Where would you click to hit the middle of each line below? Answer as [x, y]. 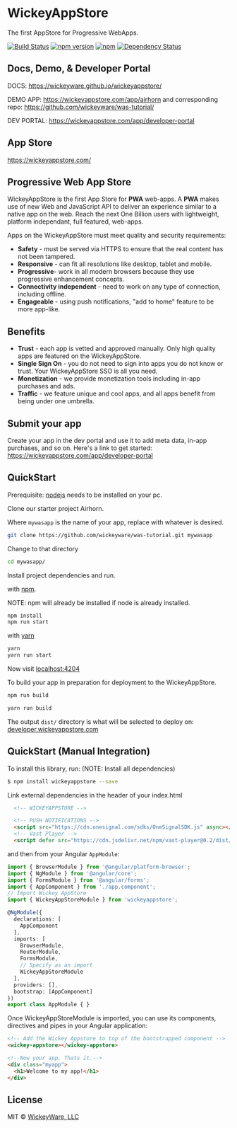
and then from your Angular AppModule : [63, 853]
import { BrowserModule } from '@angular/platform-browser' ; [99, 867]
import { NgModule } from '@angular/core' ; [72, 873]
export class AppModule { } [49, 1005]
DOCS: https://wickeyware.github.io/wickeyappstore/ [85, 86]
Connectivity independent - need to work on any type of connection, [119, 287]
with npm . [22, 589]
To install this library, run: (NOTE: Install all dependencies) [91, 769]
